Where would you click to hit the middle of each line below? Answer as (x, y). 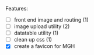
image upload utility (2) (42, 26)
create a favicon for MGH (44, 46)
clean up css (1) (33, 40)
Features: (17, 8)
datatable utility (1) (36, 33)
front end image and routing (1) (51, 20)
